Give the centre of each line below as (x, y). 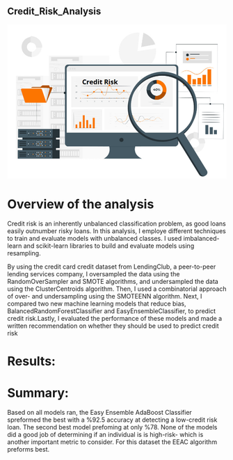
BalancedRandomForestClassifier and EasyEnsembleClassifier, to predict (112, 311)
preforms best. (29, 450)
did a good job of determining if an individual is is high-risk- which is (105, 435)
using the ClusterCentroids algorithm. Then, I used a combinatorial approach (117, 289)
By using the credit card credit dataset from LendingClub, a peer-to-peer (112, 267)
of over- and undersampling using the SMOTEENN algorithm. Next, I (105, 296)
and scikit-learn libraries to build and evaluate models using (109, 246)
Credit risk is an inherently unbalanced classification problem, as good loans (116, 224)
